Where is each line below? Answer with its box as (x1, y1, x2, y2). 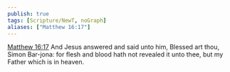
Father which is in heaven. (7, 58, 84, 66)
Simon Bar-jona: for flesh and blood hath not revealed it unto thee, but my (7, 50, 224, 59)
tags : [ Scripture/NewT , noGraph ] (7, 17, 107, 24)
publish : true (7, 10, 50, 18)
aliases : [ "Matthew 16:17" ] (7, 23, 91, 30)
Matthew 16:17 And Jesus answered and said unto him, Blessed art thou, (7, 43, 220, 52)
